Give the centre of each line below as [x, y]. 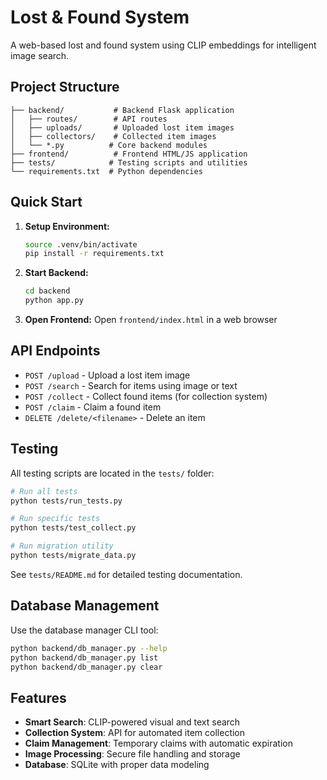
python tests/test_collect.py [73, 528]
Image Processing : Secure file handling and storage [132, 754]
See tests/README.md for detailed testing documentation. [126, 574]
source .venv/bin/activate [81, 244]
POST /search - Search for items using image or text [131, 385]
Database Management [85, 606]
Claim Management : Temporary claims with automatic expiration [158, 743]
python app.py [54, 301]
